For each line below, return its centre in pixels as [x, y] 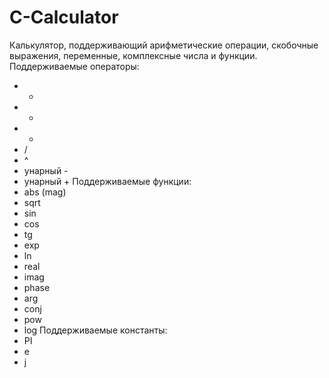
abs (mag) [45, 192]
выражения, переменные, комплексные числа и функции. [133, 55]
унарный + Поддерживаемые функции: [107, 181]
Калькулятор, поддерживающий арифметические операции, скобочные [164, 45]
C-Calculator [64, 17]
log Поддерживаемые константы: [95, 330]
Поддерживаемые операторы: [74, 66]
